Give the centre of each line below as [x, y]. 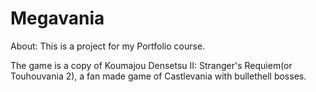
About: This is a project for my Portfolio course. [108, 46]
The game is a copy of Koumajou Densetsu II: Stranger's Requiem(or [151, 65]
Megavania [57, 18]
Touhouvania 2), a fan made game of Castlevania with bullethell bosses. [158, 76]
